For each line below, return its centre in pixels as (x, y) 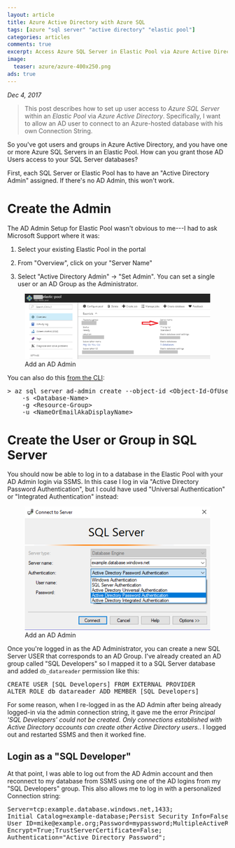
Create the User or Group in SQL (102, 440)
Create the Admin (59, 209)
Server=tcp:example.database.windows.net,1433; (90, 809)
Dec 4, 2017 (24, 95)
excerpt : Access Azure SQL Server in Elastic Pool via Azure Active (109, 52)
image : (17, 60)
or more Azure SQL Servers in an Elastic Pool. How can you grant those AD (115, 152)
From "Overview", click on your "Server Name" (85, 262)
